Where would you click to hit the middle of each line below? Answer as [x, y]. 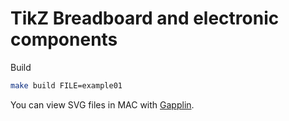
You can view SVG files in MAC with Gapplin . [102, 104]
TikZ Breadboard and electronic [145, 18]
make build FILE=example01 [66, 85]
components [64, 39]
